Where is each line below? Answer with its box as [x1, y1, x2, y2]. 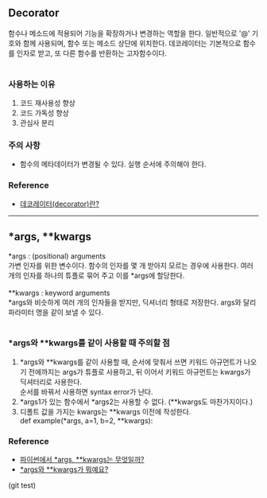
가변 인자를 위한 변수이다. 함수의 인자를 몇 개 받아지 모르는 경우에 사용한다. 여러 [8, 260, 254, 270]
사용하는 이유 [8, 79, 56, 90]
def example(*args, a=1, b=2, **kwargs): [19, 415, 153, 425]
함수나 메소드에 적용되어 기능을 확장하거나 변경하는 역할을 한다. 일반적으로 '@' [8, 28, 250, 38]
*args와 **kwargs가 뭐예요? [19, 465, 109, 474]
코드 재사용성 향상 [19, 99, 75, 108]
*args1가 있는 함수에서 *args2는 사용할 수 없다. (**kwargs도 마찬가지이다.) [19, 397, 253, 407]
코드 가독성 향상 [19, 108, 69, 118]
